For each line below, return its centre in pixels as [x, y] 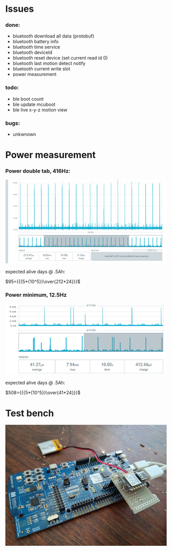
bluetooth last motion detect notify [49, 63]
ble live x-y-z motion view [40, 110]
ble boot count [28, 99]
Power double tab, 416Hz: [38, 171]
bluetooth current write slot [41, 69]
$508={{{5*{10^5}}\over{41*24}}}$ [43, 392]
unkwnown [24, 135]
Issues [20, 9]
